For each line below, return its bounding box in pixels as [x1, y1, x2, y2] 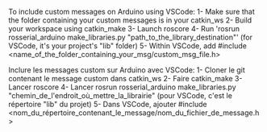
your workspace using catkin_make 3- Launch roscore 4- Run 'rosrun [8, 24, 240, 33]
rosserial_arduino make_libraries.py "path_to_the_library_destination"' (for [8, 32, 252, 42]
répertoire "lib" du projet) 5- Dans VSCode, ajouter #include [8, 100, 207, 109]
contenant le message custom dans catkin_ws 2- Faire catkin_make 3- [8, 74, 243, 83]
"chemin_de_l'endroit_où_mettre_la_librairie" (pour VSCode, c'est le [8, 91, 232, 100]
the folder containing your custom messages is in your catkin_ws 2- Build [8, 15, 252, 25]
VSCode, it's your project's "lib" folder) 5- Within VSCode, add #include [8, 41, 248, 51]
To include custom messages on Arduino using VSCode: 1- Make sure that [8, 7, 256, 16]
